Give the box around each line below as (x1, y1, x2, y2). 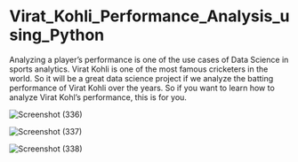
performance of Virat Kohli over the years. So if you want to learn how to (9, 82, 276, 93)
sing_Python (9, 25, 105, 45)
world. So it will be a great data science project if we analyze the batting (9, 73, 274, 83)
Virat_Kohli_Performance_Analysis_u (9, 6, 290, 27)
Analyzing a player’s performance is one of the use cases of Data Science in (9, 54, 289, 65)
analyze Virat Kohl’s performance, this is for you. (9, 91, 187, 103)
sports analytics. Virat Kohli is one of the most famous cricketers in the (9, 64, 269, 74)
